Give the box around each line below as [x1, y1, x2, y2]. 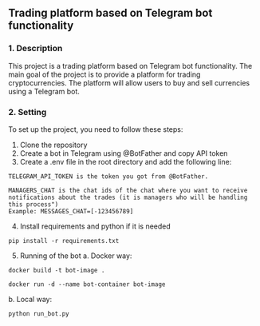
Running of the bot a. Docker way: [19, 251, 132, 260]
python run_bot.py [8, 309, 69, 318]
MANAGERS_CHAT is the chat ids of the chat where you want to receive [8, 186, 248, 194]
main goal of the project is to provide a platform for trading [8, 70, 201, 79]
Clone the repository [19, 140, 88, 149]
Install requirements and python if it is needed [19, 221, 171, 231]
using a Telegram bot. [8, 86, 80, 96]
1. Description [8, 43, 63, 54]
